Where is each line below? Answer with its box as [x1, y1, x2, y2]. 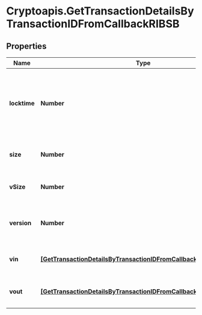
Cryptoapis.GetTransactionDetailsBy [6, 4, 194, 18]
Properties [6, 41, 47, 51]
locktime [9, 99, 35, 107]
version [9, 219, 32, 227]
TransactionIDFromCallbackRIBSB [6, 17, 180, 31]
